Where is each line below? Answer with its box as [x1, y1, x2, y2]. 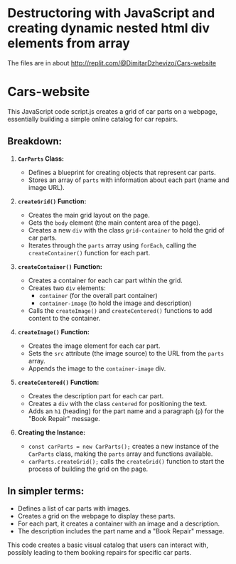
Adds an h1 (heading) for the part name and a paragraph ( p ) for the [28, 407, 225, 415]
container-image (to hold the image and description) [38, 299, 192, 307]
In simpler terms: [7, 485, 85, 497]
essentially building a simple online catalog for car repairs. [7, 115, 178, 123]
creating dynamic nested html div [7, 20, 210, 36]
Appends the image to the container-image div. [28, 364, 166, 373]
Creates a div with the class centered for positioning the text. [28, 399, 208, 408]
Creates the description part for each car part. [28, 391, 164, 400]
